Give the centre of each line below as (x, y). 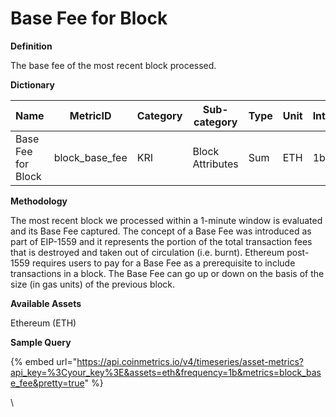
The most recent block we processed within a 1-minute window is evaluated (166, 220)
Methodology (39, 201)
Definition (31, 46)
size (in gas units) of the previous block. (93, 284)
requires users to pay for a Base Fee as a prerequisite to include (163, 263)
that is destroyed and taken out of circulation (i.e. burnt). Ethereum (147, 252)
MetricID (90, 115)
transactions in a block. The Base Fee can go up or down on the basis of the (167, 273)
